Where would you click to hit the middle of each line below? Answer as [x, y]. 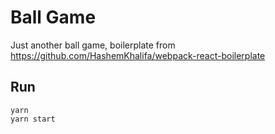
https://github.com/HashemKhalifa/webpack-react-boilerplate [138, 55]
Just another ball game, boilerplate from [93, 45]
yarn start [33, 119]
